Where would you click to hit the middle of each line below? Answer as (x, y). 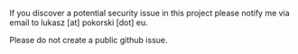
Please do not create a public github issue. (89, 40)
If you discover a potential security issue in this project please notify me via (150, 13)
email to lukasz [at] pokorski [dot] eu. (79, 22)
